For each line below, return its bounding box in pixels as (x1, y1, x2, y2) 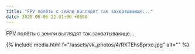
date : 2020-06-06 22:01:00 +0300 (6, 14, 88, 20)
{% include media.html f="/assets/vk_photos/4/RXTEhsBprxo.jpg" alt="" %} (6, 41, 190, 48)
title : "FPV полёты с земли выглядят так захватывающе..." (6, 8, 153, 15)
